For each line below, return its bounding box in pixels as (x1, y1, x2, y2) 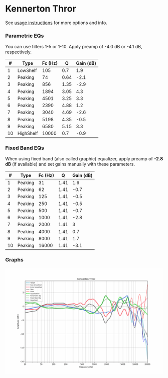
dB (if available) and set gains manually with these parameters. (5, 161, 135, 167)
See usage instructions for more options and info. (5, 20, 108, 26)
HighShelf (17, 130, 38, 136)
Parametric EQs (5, 32, 44, 39)
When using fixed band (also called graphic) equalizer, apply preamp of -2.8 (5, 156, 163, 162)
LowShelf (17, 67, 37, 73)
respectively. (5, 49, 32, 55)
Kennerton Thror (5, 3, 76, 15)
